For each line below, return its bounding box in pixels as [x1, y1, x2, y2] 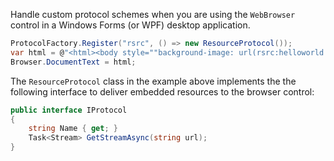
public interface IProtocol [10, 105, 128, 115]
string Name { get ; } [28, 124, 118, 134]
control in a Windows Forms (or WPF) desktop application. [10, 19, 251, 31]
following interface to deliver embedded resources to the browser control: [10, 85, 315, 98]
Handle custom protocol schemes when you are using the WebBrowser [10, 9, 296, 20]
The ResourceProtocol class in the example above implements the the [10, 75, 297, 87]
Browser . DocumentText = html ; [10, 57, 137, 67]
